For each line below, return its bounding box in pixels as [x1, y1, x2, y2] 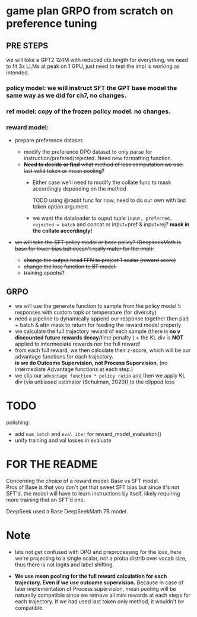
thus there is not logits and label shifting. [14, 561, 115, 568]
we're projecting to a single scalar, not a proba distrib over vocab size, [14, 554, 187, 562]
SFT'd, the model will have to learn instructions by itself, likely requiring [6, 490, 180, 497]
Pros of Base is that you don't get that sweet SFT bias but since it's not [6, 484, 180, 491]
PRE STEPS [6, 40, 49, 51]
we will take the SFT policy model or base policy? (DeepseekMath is [14, 239, 182, 246]
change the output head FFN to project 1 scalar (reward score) [23, 257, 176, 264]
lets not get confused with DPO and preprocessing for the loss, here [14, 548, 182, 555]
